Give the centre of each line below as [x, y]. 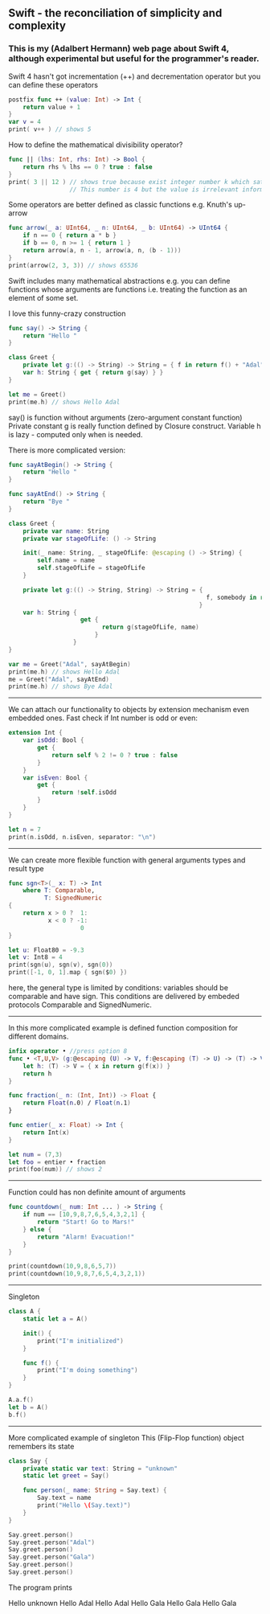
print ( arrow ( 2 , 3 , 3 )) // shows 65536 [73, 265]
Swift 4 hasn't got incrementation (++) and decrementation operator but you [135, 76]
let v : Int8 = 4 [35, 957]
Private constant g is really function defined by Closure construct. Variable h [135, 426]
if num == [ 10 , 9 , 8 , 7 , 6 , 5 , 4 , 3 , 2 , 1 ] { [84, 1215]
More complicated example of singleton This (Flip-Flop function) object [126, 1437]
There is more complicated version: [67, 450]
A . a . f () [21, 1400]
